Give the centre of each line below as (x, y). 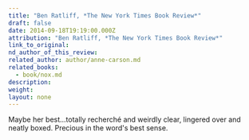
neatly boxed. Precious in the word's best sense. (88, 128)
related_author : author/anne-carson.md (75, 60)
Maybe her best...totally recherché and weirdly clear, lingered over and (125, 119)
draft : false (30, 23)
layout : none (30, 97)
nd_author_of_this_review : (53, 52)
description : (30, 82)
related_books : (34, 68)
